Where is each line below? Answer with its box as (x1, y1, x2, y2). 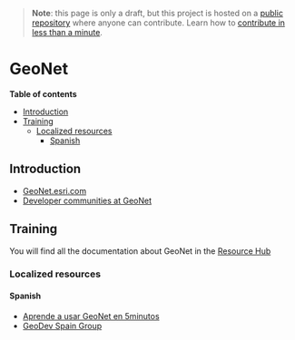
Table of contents (9, 88, 77, 99)
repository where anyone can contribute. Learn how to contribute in (31, 17, 286, 28)
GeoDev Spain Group (22, 320, 103, 331)
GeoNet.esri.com (22, 185, 87, 196)
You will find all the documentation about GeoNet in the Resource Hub (9, 245, 271, 257)
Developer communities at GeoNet (22, 195, 152, 206)
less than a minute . (31, 27, 103, 37)
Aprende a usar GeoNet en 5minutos (22, 310, 161, 321)
